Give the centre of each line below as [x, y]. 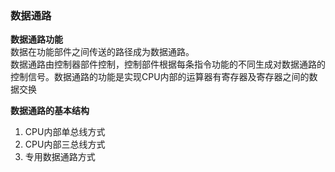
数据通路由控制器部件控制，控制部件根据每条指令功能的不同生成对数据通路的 [168, 64]
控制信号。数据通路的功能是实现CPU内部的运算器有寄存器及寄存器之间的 [160, 77]
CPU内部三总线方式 [65, 144]
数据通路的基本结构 [50, 111]
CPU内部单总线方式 [65, 132]
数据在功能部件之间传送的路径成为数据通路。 [102, 52]
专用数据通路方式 [60, 157]
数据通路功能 [36, 39]
